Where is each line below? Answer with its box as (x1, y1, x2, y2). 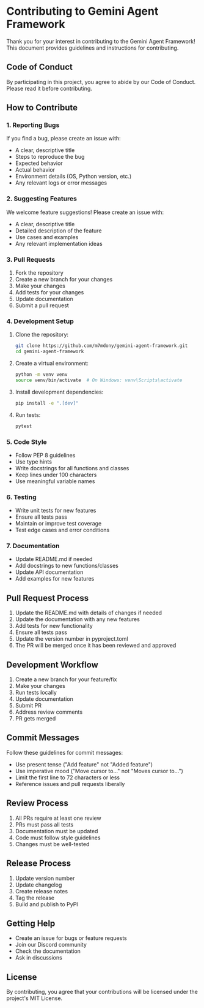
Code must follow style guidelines (15, 834, 101, 841)
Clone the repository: (15, 331, 69, 338)
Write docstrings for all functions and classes (15, 464, 129, 472)
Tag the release (15, 894, 55, 901)
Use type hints (15, 458, 52, 465)
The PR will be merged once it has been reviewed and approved (15, 642, 177, 649)
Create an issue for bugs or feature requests (15, 934, 127, 942)
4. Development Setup (6, 317, 75, 326)
